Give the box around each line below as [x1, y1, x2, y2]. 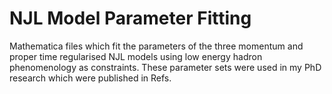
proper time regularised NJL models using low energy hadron [9, 50, 263, 62]
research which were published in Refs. [9, 72, 172, 84]
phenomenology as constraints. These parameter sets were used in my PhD [9, 61, 322, 73]
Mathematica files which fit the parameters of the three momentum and [9, 40, 304, 52]
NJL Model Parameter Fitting [9, 7, 252, 30]
